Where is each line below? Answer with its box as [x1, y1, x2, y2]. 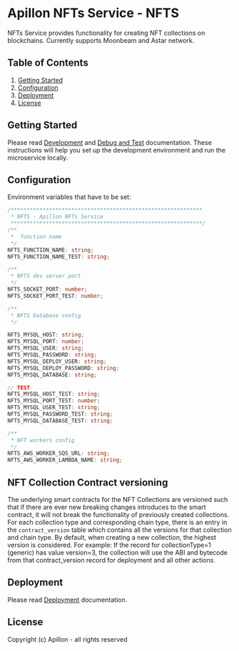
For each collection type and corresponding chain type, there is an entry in [7, 518, 228, 526]
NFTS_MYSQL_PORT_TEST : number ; [7, 397, 101, 404]
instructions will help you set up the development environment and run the [7, 145, 226, 154]
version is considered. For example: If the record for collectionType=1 [7, 540, 212, 549]
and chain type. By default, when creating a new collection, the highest [7, 533, 216, 541]
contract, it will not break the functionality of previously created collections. [7, 510, 230, 518]
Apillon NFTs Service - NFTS [7, 5, 180, 21]
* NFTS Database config [10, 312, 81, 319]
